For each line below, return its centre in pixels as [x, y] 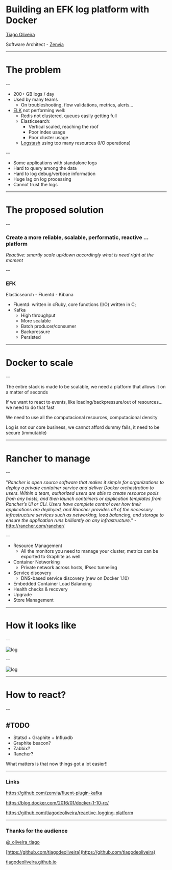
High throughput [38, 315]
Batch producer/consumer [48, 327]
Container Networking [36, 562]
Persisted [31, 337]
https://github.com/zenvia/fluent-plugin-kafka [54, 793]
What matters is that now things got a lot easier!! [57, 764]
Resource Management [38, 546]
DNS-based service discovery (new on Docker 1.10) [75, 578]
